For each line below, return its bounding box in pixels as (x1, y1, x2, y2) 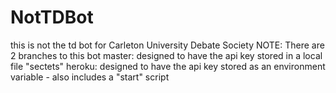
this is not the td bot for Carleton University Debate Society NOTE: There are (10, 39, 325, 51)
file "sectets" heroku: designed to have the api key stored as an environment (10, 60, 326, 72)
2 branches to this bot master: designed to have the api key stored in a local (10, 49, 323, 61)
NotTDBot (10, 6, 94, 29)
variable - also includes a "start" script (10, 71, 170, 83)
